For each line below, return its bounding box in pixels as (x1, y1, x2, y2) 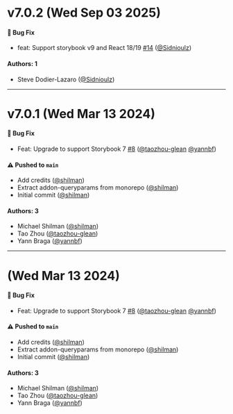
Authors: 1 (7, 59, 38, 67)
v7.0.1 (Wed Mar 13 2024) (7, 106, 156, 122)
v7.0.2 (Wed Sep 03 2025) (7, 5, 161, 21)
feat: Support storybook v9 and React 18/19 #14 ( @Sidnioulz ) (17, 44, 192, 52)
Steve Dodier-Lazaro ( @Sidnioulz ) (17, 75, 115, 83)
